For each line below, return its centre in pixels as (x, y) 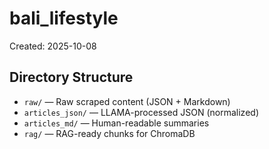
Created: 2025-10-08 (53, 46)
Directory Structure (71, 77)
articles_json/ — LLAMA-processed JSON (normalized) (141, 112)
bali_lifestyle (64, 18)
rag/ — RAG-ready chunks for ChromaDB (109, 133)
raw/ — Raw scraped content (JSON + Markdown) (127, 101)
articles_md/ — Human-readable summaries (116, 123)
